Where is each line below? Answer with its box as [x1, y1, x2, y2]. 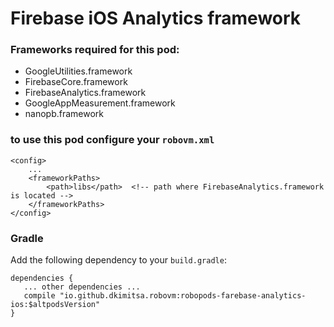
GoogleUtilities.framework [24, 65, 133, 77]
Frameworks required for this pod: [10, 43, 180, 57]
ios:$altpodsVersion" [10, 300, 101, 310]
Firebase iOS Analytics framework [10, 7, 302, 30]
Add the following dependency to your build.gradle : [10, 254, 227, 266]
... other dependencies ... [23, 282, 141, 292]
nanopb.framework [24, 108, 105, 120]
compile [23, 291, 56, 301]
